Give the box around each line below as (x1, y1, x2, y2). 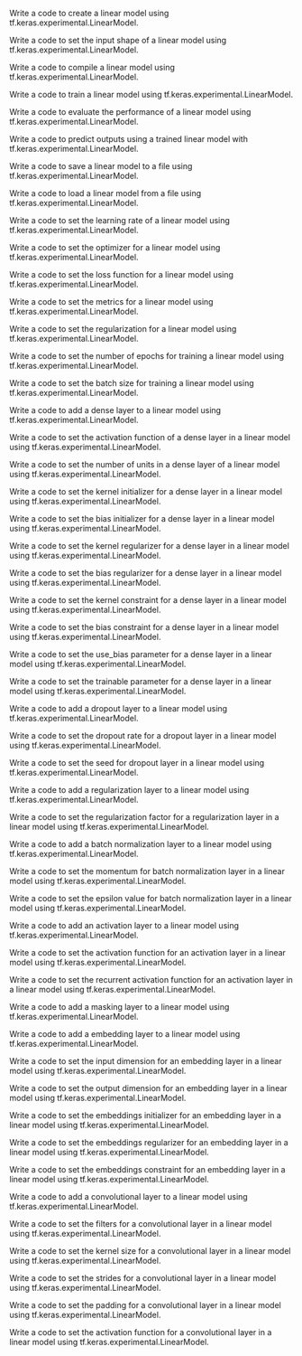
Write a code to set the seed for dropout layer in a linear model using (9, 758, 265, 767)
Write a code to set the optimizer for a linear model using (9, 242, 221, 252)
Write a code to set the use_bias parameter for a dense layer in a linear (9, 649, 272, 659)
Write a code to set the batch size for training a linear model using (9, 378, 254, 388)
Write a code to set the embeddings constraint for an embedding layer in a (9, 1164, 286, 1174)
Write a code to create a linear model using (9, 8, 169, 18)
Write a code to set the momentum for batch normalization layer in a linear (9, 866, 286, 876)
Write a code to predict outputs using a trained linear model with (9, 134, 248, 144)
